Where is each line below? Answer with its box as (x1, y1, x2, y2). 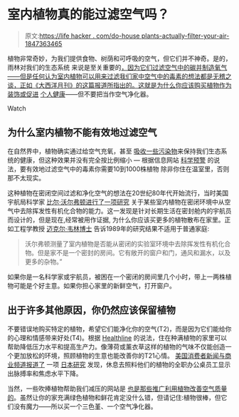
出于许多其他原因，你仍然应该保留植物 (7, 304, 176, 316)
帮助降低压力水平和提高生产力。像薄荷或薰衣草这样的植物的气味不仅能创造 (7, 342, 225, 351)
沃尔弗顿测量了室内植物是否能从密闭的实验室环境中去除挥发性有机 (24, 240, 218, 248)
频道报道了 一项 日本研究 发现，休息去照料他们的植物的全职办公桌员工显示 (13, 360, 231, 369)
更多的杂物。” (24, 257, 63, 266)
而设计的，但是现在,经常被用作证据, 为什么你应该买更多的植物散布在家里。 (7, 215, 225, 224)
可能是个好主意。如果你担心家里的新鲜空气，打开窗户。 (13, 281, 176, 289)
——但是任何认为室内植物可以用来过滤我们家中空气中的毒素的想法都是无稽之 (7, 72, 232, 81)
